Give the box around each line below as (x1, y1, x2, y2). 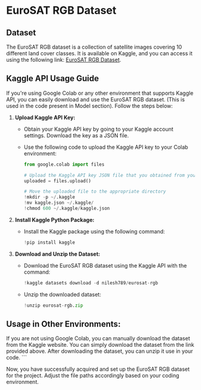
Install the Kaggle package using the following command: (23, 227, 166, 235)
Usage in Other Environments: (6, 319, 121, 329)
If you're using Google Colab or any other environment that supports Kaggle (6, 89, 194, 97)
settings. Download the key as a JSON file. (23, 131, 129, 139)
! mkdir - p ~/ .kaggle (23, 194, 75, 200)
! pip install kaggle (23, 239, 75, 245)
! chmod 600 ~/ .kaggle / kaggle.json (23, 205, 110, 212)
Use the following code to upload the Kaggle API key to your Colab (23, 143, 188, 151)
